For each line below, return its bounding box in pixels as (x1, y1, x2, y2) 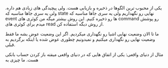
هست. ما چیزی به (5, 57, 39, 63)
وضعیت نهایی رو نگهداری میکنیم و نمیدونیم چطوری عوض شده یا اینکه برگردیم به (5, 36, 155, 42)
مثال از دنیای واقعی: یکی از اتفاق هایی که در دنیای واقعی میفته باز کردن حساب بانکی (5, 51, 163, 57)
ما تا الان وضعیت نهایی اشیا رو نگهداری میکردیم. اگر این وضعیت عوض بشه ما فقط (5, 31, 159, 37)
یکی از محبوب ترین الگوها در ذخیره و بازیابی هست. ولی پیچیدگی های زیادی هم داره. (5, 5, 162, 11)
